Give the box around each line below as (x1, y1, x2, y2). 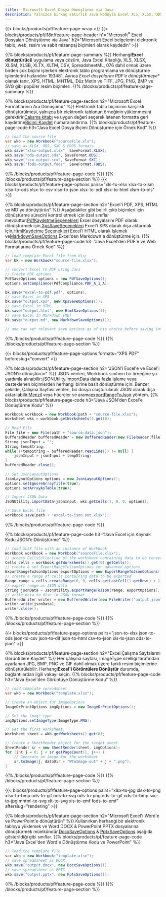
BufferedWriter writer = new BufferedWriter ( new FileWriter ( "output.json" (5, 597, 163, 602)
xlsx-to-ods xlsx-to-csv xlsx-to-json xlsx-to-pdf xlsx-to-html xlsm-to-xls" (5, 187, 155, 193)
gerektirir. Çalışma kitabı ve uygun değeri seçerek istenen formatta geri (5, 114, 148, 120)
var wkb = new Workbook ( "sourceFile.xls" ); (5, 139, 96, 144)
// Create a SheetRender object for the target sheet (5, 741, 119, 746)
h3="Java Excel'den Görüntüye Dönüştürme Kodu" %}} (5, 677, 118, 683)
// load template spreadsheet (5, 686, 68, 691)
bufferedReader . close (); (5, 463, 56, 468)
